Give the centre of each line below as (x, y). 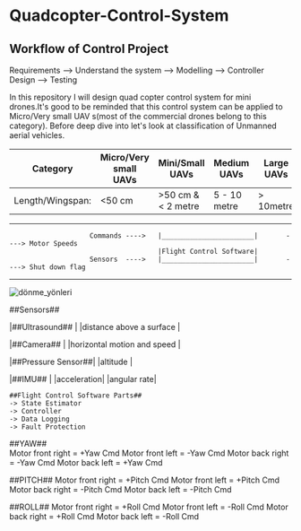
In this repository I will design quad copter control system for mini (130, 97)
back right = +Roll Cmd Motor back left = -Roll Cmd (104, 516)
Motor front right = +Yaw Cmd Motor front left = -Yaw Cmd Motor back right (149, 453)
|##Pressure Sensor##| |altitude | (71, 361)
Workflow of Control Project (89, 49)
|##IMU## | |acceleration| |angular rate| (83, 379)
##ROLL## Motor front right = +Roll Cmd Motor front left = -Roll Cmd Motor (149, 507)
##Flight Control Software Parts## (76, 396)
